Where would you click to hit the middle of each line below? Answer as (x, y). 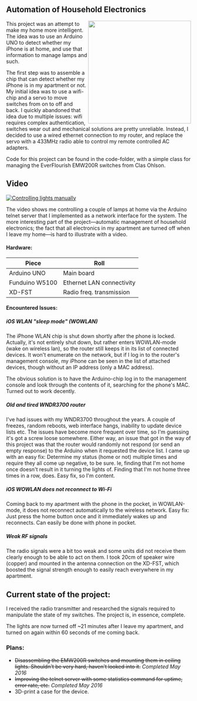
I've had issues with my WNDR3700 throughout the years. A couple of (91, 420)
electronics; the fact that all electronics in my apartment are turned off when (98, 228)
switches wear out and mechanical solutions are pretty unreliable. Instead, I (97, 129)
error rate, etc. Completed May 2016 (58, 685)
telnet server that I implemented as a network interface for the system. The (97, 215)
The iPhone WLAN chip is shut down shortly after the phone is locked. (91, 336)
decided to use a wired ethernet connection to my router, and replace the (94, 135)
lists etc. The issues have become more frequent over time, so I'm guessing (98, 432)
